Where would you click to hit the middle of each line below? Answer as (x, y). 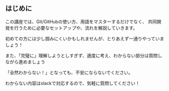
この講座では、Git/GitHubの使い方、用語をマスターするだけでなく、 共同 (81, 22)
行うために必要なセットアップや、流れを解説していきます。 (76, 28)
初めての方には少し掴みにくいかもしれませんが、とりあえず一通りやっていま (85, 38)
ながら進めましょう (25, 62)
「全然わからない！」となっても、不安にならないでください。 (69, 72)
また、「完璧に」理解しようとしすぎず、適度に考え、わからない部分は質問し (84, 55)
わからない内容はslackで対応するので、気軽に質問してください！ (73, 83)
